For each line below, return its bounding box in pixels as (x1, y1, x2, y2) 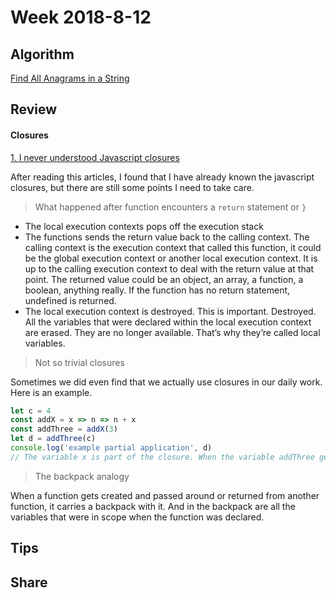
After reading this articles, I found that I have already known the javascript (10, 171, 315, 183)
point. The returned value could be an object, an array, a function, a (24, 273, 304, 285)
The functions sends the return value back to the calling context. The (24, 231, 310, 243)
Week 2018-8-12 (10, 6, 152, 29)
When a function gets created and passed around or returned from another (10, 489, 320, 501)
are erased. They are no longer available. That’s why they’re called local (24, 326, 321, 338)
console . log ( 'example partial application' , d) (10, 443, 213, 453)
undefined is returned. (24, 294, 117, 306)
